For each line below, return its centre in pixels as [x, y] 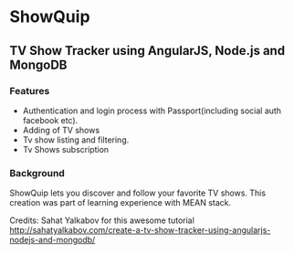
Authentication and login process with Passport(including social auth [152, 111]
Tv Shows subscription [66, 149]
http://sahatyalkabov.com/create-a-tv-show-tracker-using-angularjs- [140, 230]
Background [37, 173]
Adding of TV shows [61, 130]
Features [30, 90]
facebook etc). [50, 120]
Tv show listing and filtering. [76, 140]
